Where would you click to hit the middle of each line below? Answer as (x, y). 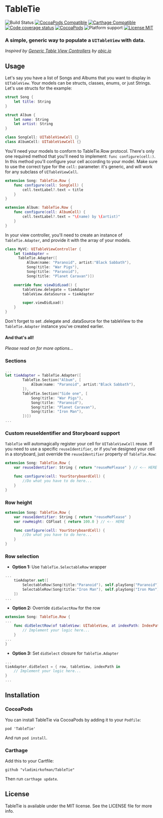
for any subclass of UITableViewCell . (42, 172)
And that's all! (19, 337)
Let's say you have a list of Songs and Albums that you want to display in (78, 78)
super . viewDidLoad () (43, 303)
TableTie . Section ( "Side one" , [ (55, 393)
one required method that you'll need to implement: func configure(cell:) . (80, 156)
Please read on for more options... (39, 348)
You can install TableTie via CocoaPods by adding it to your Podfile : (73, 720)
